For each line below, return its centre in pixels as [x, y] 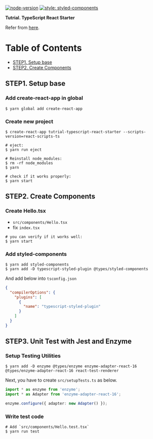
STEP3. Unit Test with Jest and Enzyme [68, 342]
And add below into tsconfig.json [41, 278]
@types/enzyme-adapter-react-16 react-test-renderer [62, 371]
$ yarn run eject [24, 150]
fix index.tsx [26, 227]
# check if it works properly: [38, 176]
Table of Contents [44, 48]
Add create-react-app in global [44, 98]
